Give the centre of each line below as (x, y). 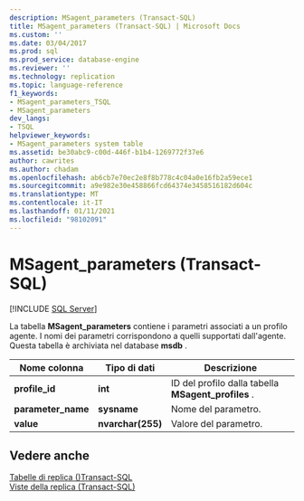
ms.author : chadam (44, 169)
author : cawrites (42, 161)
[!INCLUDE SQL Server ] (53, 308)
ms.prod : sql (34, 52)
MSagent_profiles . (213, 394)
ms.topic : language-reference (66, 85)
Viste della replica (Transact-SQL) (72, 487)
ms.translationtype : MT (54, 194)
